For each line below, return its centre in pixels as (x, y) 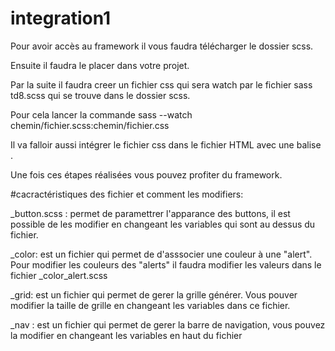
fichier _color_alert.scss (59, 275)
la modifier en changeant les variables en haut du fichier (126, 335)
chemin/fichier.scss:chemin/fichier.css (90, 125)
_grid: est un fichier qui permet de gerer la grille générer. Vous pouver (154, 294)
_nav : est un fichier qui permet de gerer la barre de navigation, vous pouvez (168, 324)
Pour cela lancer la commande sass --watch (101, 114)
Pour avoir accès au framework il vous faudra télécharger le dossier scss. (162, 46)
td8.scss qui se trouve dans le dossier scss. (100, 95)
